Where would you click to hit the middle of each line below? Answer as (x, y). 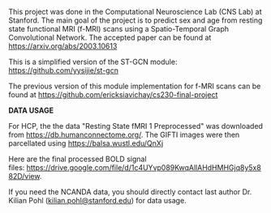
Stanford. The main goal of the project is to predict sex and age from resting (135, 20)
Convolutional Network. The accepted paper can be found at (110, 37)
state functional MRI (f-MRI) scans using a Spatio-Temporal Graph (119, 29)
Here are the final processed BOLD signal (78, 159)
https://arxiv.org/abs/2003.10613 (63, 46)
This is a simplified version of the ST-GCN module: (93, 62)
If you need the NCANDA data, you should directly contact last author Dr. (130, 192)
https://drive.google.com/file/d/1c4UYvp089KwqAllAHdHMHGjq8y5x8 (144, 168)
